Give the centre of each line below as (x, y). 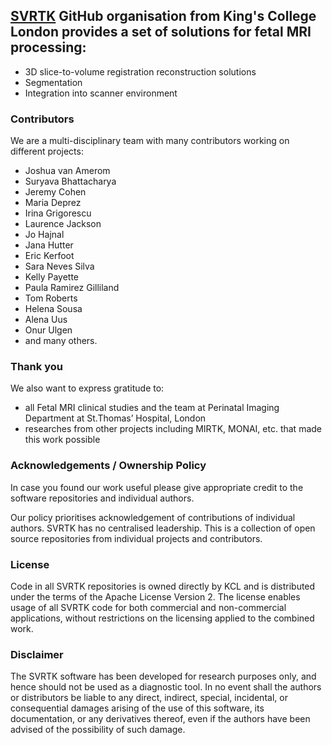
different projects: (47, 151)
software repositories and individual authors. (102, 498)
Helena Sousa (53, 309)
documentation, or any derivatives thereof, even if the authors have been (160, 719)
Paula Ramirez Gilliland (72, 288)
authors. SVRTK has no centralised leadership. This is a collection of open (163, 528)
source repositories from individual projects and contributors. (136, 538)
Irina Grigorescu (58, 213)
